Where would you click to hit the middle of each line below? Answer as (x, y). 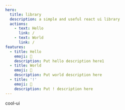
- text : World (29, 38)
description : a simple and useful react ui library (65, 19)
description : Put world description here (58, 75)
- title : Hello (26, 51)
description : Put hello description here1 (59, 61)
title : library (26, 14)
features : (16, 47)
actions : (19, 24)
